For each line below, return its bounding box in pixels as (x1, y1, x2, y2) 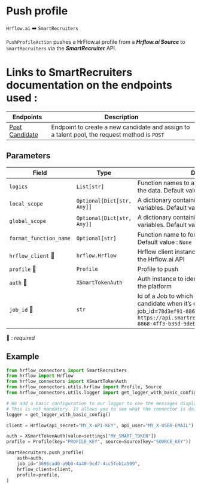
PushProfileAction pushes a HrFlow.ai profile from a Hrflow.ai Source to (6, 38, 185, 46)
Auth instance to (137, 274, 184, 283)
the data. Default (137, 186, 184, 194)
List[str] (76, 183, 105, 190)
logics (9, 183, 28, 190)
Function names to (137, 179, 190, 187)
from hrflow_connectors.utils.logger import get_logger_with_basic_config (6, 390, 197, 396)
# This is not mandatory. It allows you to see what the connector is (6, 406, 186, 412)
